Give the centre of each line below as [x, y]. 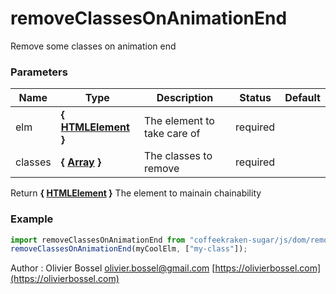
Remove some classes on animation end [93, 46]
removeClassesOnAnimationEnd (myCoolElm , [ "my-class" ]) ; [129, 249]
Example [32, 219]
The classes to [178, 156]
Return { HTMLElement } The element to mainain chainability [136, 193]
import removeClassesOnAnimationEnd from [98, 240]
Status [255, 98]
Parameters [39, 72]
